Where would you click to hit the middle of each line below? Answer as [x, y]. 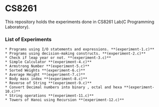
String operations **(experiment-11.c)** [52, 96]
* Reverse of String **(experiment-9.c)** [48, 83]
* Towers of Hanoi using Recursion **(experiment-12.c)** [65, 100]
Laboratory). [17, 27]
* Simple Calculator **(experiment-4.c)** [48, 62]
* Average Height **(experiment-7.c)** [45, 75]
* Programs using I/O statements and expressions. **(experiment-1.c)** [80, 49]
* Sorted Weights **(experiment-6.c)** [45, 70]
